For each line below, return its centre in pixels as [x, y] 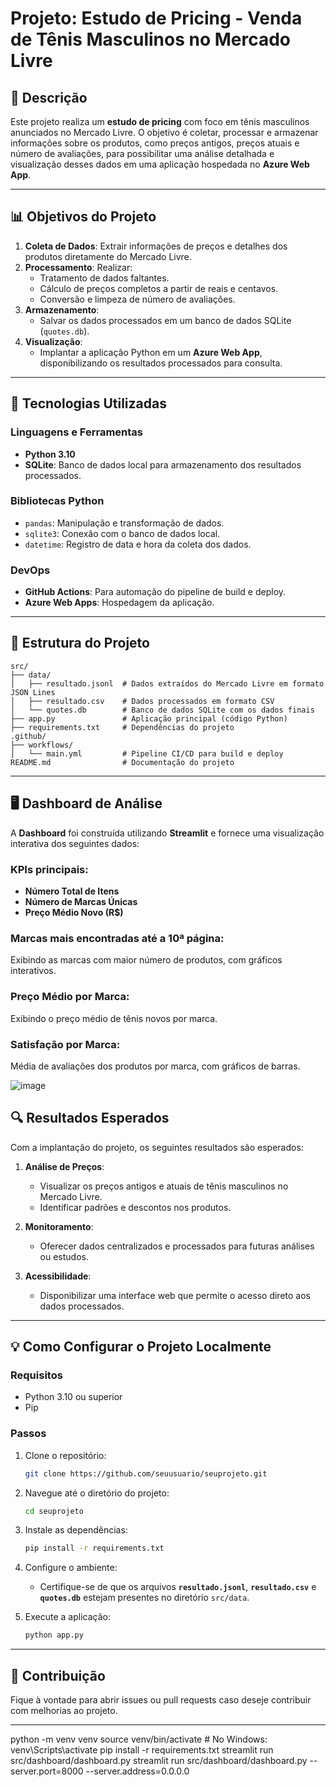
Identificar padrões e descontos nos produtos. [135, 1207]
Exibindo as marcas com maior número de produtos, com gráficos [146, 960]
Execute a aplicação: [67, 1617]
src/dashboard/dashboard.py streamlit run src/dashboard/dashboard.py [159, 1761]
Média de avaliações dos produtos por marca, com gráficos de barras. [155, 1066]
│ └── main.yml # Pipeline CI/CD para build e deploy [147, 753]
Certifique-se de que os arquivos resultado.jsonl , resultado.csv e [178, 1587]
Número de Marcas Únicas [81, 902]
